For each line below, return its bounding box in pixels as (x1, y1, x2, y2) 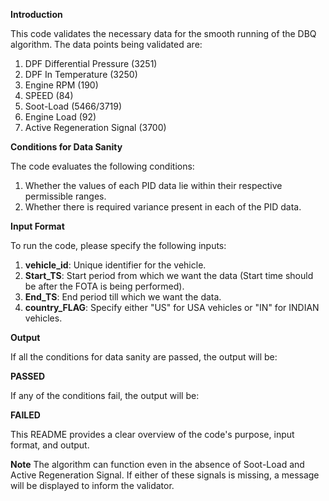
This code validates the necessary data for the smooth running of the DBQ (10, 28, 317, 39)
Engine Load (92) (24, 111, 97, 123)
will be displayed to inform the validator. (10, 480, 175, 491)
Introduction (10, 9, 63, 20)
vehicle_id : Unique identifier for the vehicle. (24, 259, 207, 271)
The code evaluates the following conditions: (10, 160, 195, 172)
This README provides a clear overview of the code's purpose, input (10, 429, 295, 440)
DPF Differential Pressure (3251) (24, 58, 158, 69)
